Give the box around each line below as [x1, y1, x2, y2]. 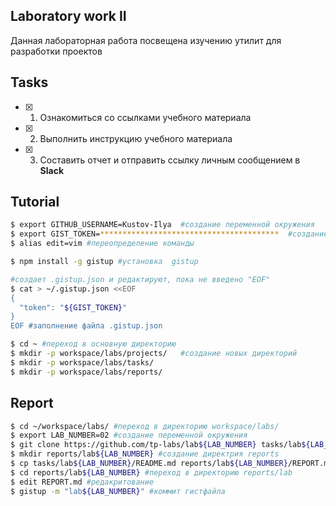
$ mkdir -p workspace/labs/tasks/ [10, 357, 155, 368]
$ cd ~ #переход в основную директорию [10, 339, 177, 349]
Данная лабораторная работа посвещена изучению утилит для [10, 34, 282, 46]
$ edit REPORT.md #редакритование [10, 477, 155, 487]
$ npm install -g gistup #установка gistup [10, 257, 199, 267]
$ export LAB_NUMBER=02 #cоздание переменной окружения [10, 430, 248, 441]
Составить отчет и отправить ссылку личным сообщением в [39, 154, 301, 166]
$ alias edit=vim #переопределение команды [10, 239, 195, 249]
